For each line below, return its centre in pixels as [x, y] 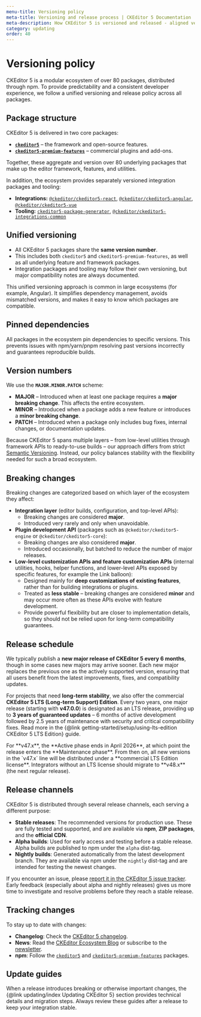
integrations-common [40, 216]
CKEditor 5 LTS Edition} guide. [43, 734]
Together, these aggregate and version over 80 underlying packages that [96, 162]
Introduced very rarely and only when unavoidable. [86, 523]
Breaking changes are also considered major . [80, 543]
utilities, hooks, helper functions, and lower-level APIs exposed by [96, 568]
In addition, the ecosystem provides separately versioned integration [91, 180]
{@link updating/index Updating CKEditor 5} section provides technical [94, 995]
